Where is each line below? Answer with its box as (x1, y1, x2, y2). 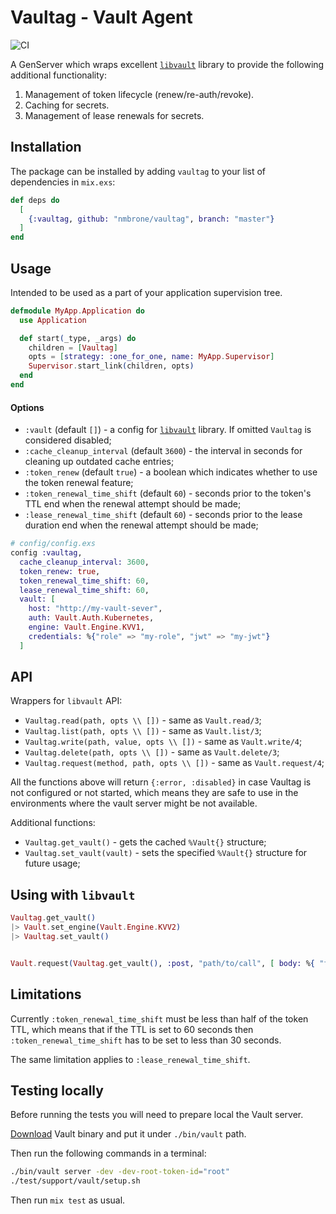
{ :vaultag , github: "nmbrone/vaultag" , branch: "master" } (28, 214, 275, 224)
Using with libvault (10, 886, 136, 903)
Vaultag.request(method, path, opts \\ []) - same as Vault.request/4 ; (24, 757, 325, 769)
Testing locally (10, 1082, 104, 1099)
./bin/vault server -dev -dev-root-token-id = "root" (10, 1167, 230, 1177)
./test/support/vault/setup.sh (10, 1176, 141, 1186)
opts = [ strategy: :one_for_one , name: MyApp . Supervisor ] (28, 352, 275, 362)
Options (10, 401, 45, 413)
